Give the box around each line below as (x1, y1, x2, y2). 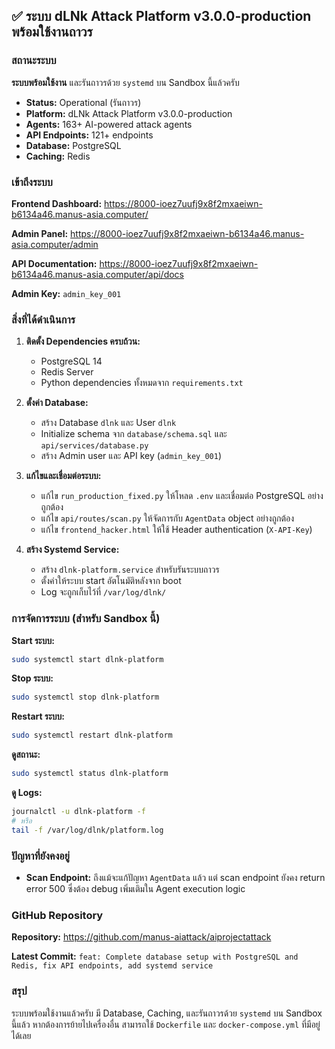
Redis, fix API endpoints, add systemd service (11, 961, 214, 971)
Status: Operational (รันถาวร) (25, 96, 142, 108)
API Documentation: (11, 257, 98, 269)
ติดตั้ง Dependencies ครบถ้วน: (25, 335, 141, 348)
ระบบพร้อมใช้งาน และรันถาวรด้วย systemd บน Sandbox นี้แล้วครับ (11, 76, 240, 88)
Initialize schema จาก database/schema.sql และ (40, 428, 228, 440)
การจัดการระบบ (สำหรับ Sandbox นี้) (11, 612, 161, 626)
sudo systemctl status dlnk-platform (11, 769, 169, 779)
